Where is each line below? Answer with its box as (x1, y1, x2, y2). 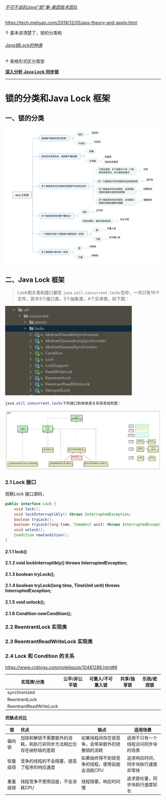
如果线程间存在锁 (81, 735, 116, 741)
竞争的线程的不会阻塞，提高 (20, 758, 77, 764)
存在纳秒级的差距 (20, 747, 55, 753)
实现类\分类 (21, 679, 44, 685)
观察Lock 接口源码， (5, 491, 47, 497)
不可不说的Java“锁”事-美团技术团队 (5, 4, 78, 10)
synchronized (7, 690, 36, 696)
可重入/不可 (89, 676, 113, 682)
